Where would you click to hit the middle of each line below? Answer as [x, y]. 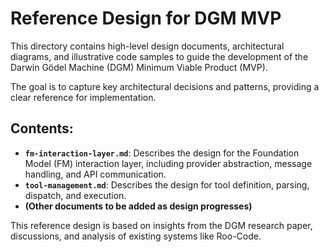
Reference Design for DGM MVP [146, 18]
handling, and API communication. [95, 174]
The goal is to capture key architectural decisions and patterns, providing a [165, 86]
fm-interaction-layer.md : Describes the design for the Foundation [162, 153]
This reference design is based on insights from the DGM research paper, [161, 225]
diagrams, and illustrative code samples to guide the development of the [159, 56]
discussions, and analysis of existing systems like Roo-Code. [136, 236]
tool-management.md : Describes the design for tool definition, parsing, [167, 184]
